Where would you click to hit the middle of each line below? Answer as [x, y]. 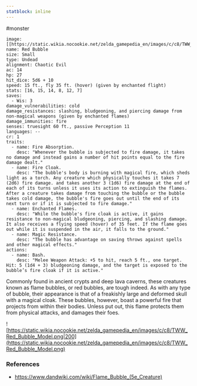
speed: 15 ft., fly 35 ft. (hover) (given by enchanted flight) [86, 85]
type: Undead [22, 59]
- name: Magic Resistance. [44, 234]
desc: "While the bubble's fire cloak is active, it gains [90, 214]
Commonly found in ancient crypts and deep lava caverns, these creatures [96, 281]
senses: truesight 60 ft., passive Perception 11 [68, 126]
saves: [14, 95]
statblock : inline [28, 11]
